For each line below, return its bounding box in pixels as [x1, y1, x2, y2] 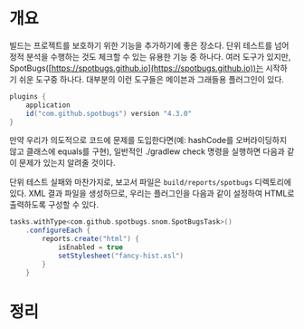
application [25, 101, 71, 110]
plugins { [9, 92, 47, 101]
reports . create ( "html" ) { [42, 235, 140, 244]
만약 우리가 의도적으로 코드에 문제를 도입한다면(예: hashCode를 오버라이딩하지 [9, 135, 288, 146]
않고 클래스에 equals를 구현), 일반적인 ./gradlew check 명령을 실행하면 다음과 [9, 146, 285, 157]
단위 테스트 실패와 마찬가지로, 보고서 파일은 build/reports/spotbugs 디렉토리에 [9, 177, 292, 188]
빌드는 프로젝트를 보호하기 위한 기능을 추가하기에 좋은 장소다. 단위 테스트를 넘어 [9, 40, 290, 51]
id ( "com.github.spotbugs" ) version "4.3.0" [25, 109, 193, 118]
